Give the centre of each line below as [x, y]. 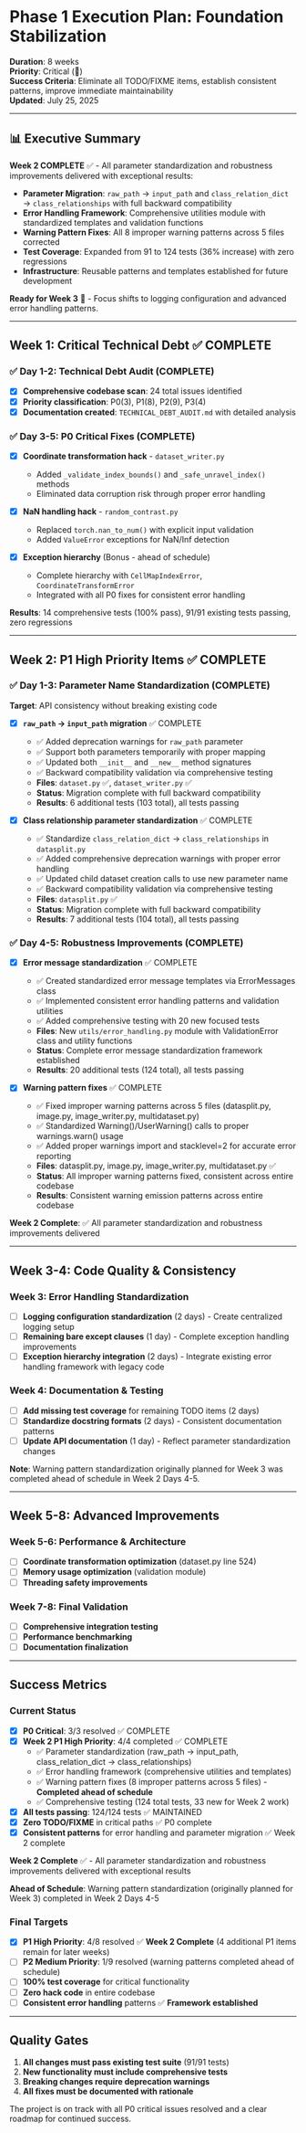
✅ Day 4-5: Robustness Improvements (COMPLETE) [127, 943]
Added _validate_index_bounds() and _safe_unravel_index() [151, 474]
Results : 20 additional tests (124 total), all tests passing [140, 1070]
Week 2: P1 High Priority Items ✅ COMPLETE [138, 660]
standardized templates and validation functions [113, 222]
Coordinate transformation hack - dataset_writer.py [123, 456]
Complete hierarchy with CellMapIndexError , [119, 575]
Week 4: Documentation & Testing [87, 1390]
